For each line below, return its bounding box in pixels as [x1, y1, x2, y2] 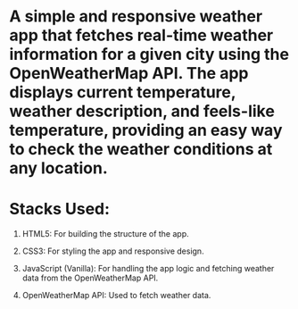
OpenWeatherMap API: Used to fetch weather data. [21, 290, 211, 301]
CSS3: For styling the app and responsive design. [21, 246, 204, 256]
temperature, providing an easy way [9, 121, 283, 140]
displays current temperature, [9, 82, 236, 103]
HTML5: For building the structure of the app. [21, 229, 189, 239]
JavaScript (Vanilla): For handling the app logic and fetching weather [21, 263, 275, 274]
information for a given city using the [9, 45, 290, 64]
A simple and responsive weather [9, 6, 263, 27]
